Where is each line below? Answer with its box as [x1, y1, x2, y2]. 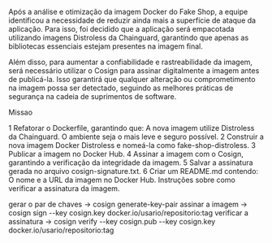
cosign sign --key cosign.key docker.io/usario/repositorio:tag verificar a [8, 208, 249, 218]
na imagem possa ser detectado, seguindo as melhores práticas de [8, 83, 234, 93]
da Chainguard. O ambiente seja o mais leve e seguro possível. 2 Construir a [8, 132, 264, 141]
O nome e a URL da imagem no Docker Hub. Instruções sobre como [8, 175, 235, 184]
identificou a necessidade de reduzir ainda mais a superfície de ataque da [8, 15, 257, 25]
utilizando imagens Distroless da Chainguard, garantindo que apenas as [8, 33, 249, 42]
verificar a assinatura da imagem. [8, 184, 120, 193]
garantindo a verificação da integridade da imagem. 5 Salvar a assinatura [8, 158, 253, 167]
